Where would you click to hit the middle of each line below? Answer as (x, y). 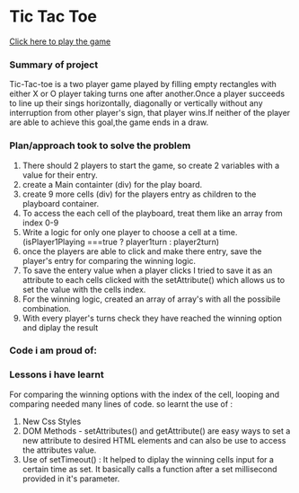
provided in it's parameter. (71, 479)
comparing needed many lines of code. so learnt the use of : (121, 404)
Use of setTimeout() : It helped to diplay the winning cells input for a (148, 459)
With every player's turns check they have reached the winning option (152, 318)
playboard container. (61, 203)
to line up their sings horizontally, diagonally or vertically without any (136, 103)
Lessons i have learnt (57, 374)
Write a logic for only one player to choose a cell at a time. (130, 232)
